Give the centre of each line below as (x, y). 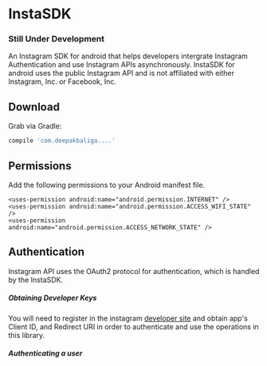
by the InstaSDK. (36, 280)
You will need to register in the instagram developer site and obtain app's (128, 318)
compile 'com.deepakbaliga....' (62, 141)
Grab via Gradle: (35, 126)
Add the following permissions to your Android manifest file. (107, 185)
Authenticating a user (45, 353)
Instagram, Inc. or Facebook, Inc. (63, 82)
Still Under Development (57, 39)
